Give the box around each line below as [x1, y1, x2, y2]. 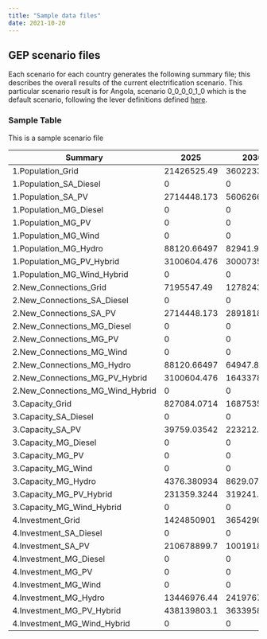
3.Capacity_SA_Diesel [12, 411, 94, 422]
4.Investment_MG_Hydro [12, 592, 105, 603]
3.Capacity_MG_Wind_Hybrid [12, 501, 122, 512]
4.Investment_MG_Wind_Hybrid [12, 618, 130, 629]
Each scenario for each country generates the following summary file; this [8, 69, 251, 80]
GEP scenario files [8, 49, 101, 62]
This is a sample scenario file [8, 133, 104, 142]
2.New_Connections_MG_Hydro [12, 359, 131, 370]
